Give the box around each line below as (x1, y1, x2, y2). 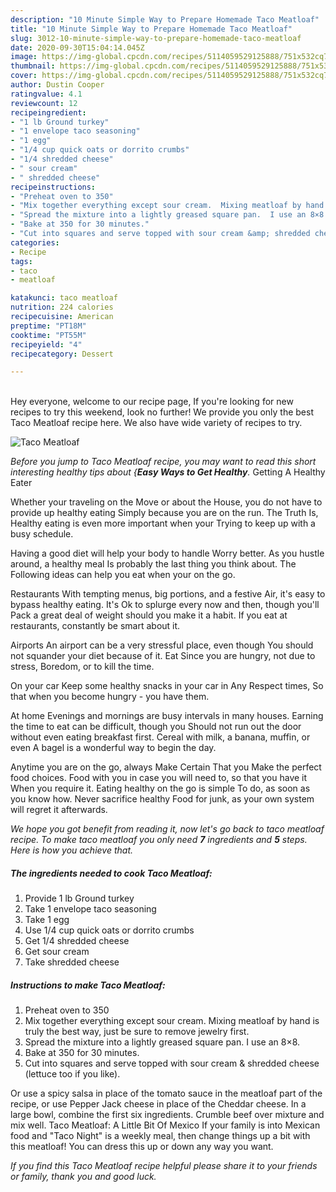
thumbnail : (10, 61, 56, 71)
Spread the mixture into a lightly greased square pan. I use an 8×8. (24, 1036, 301, 1048)
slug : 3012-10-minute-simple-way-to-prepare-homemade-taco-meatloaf (10, 33, 302, 43)
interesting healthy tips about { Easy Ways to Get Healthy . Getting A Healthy (10, 466, 326, 478)
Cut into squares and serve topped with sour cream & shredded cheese (24, 1057, 320, 1070)
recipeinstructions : (10, 182, 97, 192)
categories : (10, 237, 60, 248)
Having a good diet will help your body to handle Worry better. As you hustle (10, 547, 325, 560)
